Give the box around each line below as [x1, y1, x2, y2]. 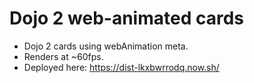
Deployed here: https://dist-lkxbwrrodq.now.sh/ [23, 61, 220, 73]
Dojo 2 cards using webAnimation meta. [23, 40, 189, 52]
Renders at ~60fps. [23, 50, 104, 62]
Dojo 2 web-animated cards [9, 7, 244, 30]
